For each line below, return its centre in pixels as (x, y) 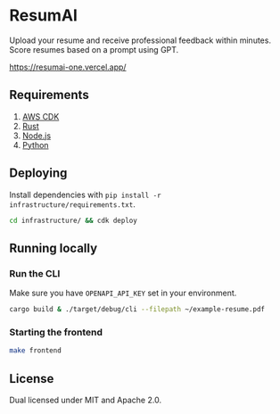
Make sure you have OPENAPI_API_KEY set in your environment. (123, 293)
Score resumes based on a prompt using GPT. (94, 49)
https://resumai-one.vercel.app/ (68, 67)
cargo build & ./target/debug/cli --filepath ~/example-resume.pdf (137, 310)
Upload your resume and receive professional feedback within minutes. (140, 40)
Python (35, 145)
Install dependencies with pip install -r (86, 195)
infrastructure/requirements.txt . (72, 204)
